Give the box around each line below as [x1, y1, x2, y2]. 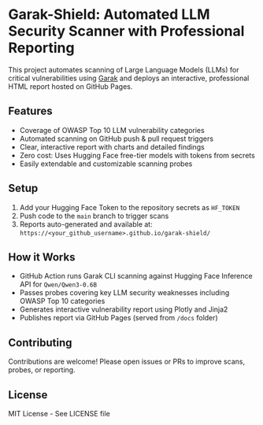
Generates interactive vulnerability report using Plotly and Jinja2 [19, 305, 228, 314]
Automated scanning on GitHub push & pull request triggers [19, 134, 214, 143]
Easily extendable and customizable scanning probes [19, 159, 193, 168]
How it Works [8, 250, 76, 264]
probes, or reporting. [8, 365, 76, 375]
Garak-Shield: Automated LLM [8, 6, 210, 24]
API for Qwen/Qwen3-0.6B [19, 279, 97, 289]
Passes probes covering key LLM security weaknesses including [19, 288, 230, 297]
